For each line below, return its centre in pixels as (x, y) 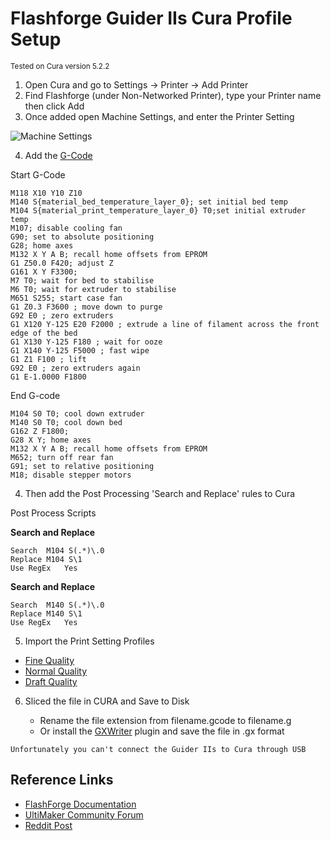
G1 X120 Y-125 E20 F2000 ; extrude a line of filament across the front (165, 324)
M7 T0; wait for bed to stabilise (82, 280)
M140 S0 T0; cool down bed (66, 422)
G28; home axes (42, 245)
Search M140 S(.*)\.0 (57, 605)
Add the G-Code (58, 155)
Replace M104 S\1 (46, 559)
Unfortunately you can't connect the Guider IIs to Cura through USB (158, 749)
